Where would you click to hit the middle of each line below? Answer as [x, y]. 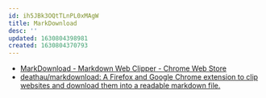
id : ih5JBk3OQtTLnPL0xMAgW [54, 16]
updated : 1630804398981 [48, 38]
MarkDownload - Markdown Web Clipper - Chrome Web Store [123, 68]
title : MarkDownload [43, 23]
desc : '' [23, 31]
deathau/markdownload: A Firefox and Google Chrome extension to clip [139, 77]
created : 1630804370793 [48, 46]
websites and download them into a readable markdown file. [120, 86]
